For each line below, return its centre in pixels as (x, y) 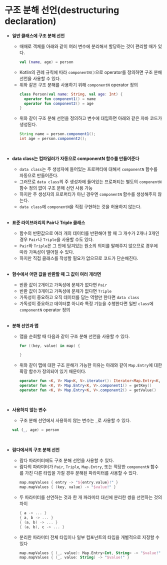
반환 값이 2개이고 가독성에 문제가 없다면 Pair (63, 285)
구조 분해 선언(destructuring (62, 10)
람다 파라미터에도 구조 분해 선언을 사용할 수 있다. (67, 460)
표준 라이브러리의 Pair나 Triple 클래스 (48, 222)
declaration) (30, 21)
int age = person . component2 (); (53, 139)
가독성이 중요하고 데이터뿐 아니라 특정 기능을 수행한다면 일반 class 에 (86, 303)
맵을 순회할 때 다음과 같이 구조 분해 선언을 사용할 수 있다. (75, 336)
